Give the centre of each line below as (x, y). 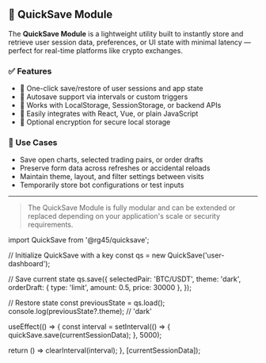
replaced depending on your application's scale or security (123, 216)
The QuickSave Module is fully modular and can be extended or (131, 208)
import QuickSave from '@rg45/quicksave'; (79, 240)
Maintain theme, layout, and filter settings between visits (112, 177)
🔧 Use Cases (33, 143)
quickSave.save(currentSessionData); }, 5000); (85, 335)
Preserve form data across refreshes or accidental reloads (115, 168)
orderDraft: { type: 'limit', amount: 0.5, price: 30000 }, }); (100, 288)
